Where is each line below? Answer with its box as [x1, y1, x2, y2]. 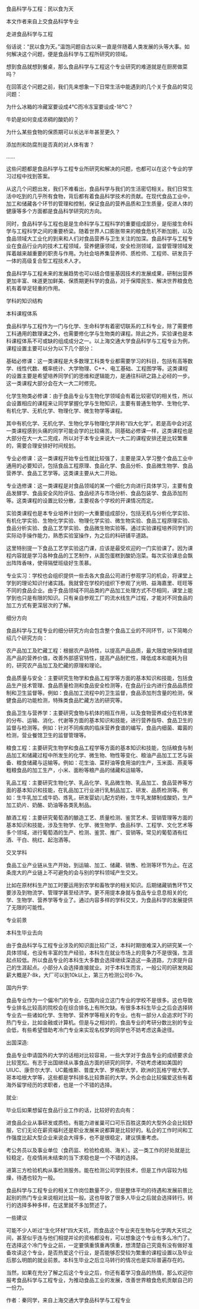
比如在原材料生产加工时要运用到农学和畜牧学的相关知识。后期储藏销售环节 [6, 881, 188, 889]
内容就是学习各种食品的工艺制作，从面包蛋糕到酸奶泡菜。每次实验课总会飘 [11, 552, 193, 559]
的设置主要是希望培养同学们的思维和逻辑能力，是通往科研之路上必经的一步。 [6, 372, 193, 379]
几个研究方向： [11, 634, 48, 641]
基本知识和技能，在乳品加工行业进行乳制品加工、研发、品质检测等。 [16, 786, 182, 793]
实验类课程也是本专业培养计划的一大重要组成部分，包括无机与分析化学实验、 [6, 510, 193, 517]
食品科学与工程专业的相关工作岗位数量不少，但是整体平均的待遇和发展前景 [6, 1187, 188, 1194]
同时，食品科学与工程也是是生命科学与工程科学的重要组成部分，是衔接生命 [6, 220, 188, 227]
